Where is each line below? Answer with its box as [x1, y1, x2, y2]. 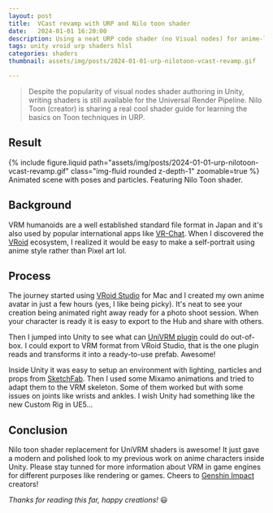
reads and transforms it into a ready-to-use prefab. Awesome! [8, 350, 216, 360]
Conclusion [8, 423, 68, 437]
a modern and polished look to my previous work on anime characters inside [8, 454, 265, 463]
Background [8, 198, 71, 212]
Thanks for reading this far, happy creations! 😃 [8, 495, 168, 505]
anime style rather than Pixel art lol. [8, 245, 128, 256]
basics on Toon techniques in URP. [28, 112, 145, 122]
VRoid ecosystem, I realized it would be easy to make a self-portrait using [8, 237, 255, 247]
